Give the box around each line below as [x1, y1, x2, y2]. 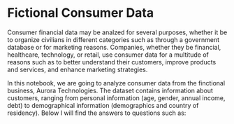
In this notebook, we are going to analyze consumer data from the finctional [7, 78, 226, 87]
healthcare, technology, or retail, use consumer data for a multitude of [7, 50, 210, 59]
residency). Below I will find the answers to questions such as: [7, 109, 187, 117]
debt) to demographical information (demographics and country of [7, 101, 199, 109]
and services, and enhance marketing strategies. [7, 65, 148, 74]
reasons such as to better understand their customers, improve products [7, 57, 217, 66]
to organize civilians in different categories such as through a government [7, 35, 220, 43]
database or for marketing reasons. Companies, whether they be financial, [7, 43, 221, 51]
